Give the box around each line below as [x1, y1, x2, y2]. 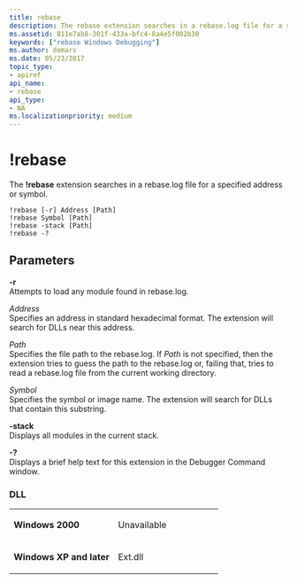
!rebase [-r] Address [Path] [9, 206, 117, 215]
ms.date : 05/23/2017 [9, 54, 86, 63]
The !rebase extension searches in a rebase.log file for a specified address [9, 179, 283, 190]
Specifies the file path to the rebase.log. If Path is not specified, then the [9, 348, 274, 359]
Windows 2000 [13, 519, 80, 532]
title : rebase [9, 12, 62, 22]
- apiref [9, 71, 42, 80]
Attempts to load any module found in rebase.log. [9, 285, 189, 297]
